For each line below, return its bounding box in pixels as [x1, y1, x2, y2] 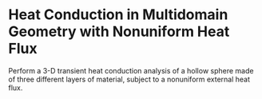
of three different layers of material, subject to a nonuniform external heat [8, 74, 250, 84]
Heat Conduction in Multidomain [8, 6, 228, 24]
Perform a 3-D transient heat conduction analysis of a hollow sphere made [8, 65, 254, 75]
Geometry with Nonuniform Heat [8, 22, 230, 41]
